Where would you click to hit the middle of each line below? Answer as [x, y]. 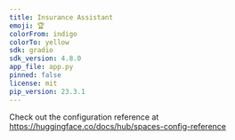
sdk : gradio [31, 51]
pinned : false [36, 75]
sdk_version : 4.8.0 [45, 58]
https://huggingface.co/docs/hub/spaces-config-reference [118, 126]
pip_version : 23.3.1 [48, 91]
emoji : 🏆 [27, 26]
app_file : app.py [41, 67]
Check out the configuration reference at [84, 117]
